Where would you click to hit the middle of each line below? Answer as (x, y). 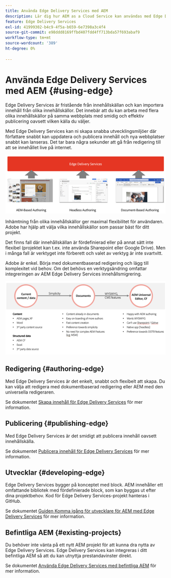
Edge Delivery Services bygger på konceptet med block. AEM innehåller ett (84, 485)
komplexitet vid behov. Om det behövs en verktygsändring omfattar (76, 268)
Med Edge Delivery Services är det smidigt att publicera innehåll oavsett (81, 436)
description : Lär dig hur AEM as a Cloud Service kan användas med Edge (84, 16)
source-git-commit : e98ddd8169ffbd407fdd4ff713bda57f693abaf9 (73, 32)
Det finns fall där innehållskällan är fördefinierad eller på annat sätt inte (79, 242)
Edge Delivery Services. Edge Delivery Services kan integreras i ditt (76, 550)
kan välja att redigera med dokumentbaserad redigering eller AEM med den (84, 386)
